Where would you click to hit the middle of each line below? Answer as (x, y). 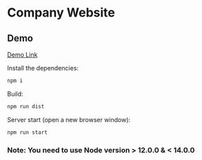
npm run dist (26, 106)
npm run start (28, 132)
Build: (15, 94)
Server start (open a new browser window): (69, 119)
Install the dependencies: (43, 68)
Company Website (61, 13)
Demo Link (22, 54)
